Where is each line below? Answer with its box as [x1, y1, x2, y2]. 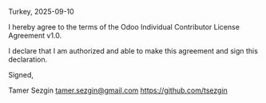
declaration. [8, 55, 48, 64]
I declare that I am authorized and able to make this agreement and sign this [8, 46, 258, 55]
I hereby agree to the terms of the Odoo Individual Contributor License [8, 22, 240, 31]
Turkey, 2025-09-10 [8, 7, 74, 16]
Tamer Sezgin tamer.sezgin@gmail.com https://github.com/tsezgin [8, 85, 228, 95]
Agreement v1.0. [8, 31, 62, 40]
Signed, [8, 70, 34, 79]
